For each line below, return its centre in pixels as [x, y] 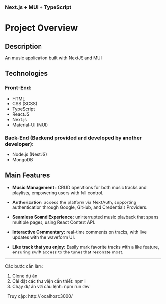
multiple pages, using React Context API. [54, 222]
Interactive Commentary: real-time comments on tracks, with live [80, 232]
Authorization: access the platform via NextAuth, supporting [74, 202]
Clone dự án [25, 276]
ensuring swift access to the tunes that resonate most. [68, 252]
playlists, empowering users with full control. [58, 193]
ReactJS [21, 114]
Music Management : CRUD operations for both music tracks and [79, 187]
